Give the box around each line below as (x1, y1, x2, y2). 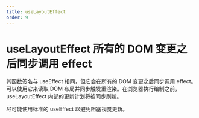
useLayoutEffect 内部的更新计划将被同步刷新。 (6, 93, 122, 100)
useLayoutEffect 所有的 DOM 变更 (6, 42, 177, 56)
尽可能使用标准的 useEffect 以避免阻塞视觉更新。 (6, 105, 128, 113)
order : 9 (6, 14, 28, 20)
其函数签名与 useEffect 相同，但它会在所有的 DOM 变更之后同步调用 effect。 (6, 78, 197, 85)
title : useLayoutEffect (6, 8, 66, 15)
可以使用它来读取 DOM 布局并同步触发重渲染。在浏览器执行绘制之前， (6, 85, 181, 93)
